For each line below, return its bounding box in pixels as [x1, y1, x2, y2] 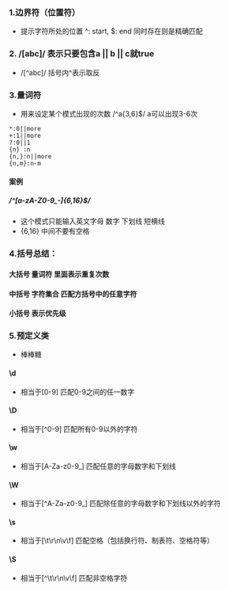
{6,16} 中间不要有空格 [20, 226, 90, 236]
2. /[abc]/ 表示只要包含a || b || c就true [9, 48, 155, 59]
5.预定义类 [9, 330, 50, 341]
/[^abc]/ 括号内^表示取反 [20, 67, 100, 77]
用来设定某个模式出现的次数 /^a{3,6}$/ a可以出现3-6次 [20, 108, 198, 118]
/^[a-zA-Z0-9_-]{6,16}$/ [9, 196, 91, 205]
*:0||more [9, 124, 42, 132]
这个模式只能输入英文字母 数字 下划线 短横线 [20, 216, 165, 226]
